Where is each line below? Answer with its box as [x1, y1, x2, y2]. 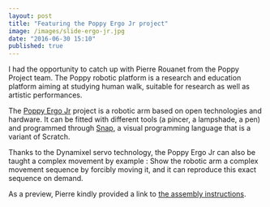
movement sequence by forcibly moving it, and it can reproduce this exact [8, 165, 257, 175]
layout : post [8, 11, 53, 20]
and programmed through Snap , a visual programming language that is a [8, 123, 251, 133]
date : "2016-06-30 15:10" [8, 34, 96, 43]
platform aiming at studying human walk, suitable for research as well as [8, 82, 250, 92]
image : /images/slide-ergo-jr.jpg [8, 27, 126, 35]
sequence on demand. [8, 174, 84, 183]
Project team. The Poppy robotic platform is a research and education [8, 73, 242, 83]
